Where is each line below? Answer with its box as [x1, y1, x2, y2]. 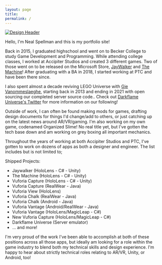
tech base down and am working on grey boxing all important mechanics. [5, 129, 151, 135]
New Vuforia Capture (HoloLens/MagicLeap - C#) [12, 214, 111, 220]
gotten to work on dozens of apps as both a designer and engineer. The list [5, 144, 155, 150]
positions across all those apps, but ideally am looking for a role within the [5, 239, 153, 245]
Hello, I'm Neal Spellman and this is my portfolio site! [5, 39, 110, 45]
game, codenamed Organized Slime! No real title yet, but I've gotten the [5, 124, 148, 130]
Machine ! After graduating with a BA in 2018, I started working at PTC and [5, 69, 152, 75]
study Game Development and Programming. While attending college [5, 53, 143, 59]
